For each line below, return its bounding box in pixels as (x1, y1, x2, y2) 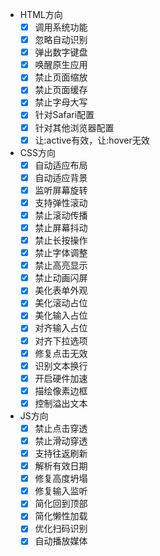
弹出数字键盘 (34, 46, 88, 58)
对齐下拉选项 (34, 334, 88, 347)
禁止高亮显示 (34, 259, 88, 272)
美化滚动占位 (34, 297, 88, 309)
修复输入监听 (34, 485, 88, 497)
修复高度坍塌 (34, 473, 88, 485)
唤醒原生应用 (34, 59, 88, 71)
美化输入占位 (34, 309, 88, 322)
